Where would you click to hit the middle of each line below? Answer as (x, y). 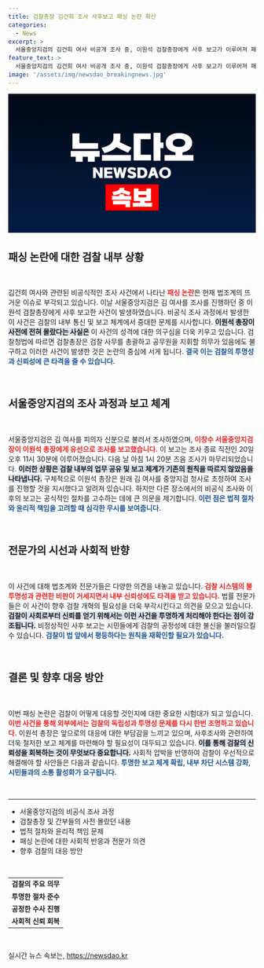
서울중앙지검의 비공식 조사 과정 (67, 811)
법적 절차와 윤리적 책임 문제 (62, 831)
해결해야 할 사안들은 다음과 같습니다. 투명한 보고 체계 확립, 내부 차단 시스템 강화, (130, 762)
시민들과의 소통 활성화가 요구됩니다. (62, 772)
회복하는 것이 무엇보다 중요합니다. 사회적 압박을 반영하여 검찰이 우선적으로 (142, 752)
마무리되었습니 (231, 459)
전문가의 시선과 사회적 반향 (69, 550)
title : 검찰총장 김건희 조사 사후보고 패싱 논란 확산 (82, 16)
